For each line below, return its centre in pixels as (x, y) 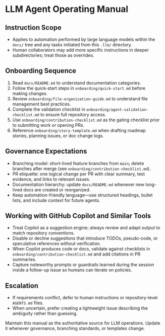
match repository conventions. (44, 233)
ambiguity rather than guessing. (45, 314)
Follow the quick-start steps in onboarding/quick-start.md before (79, 88)
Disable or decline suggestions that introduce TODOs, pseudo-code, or (85, 238)
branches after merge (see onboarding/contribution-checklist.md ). (82, 168)
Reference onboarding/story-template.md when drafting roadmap (79, 130)
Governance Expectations (46, 151)
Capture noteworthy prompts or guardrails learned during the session (83, 265)
